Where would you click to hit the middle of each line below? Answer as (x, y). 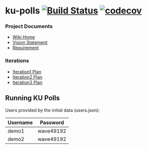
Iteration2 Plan (27, 77)
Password (52, 122)
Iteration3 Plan (27, 82)
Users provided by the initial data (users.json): (53, 110)
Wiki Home (24, 37)
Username (20, 122)
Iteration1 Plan (27, 71)
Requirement (25, 48)
